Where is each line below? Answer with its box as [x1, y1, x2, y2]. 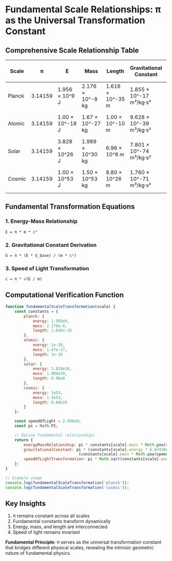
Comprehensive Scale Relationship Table [5, 46, 139, 55]
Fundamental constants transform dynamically [12, 518, 111, 524]
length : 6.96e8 [32, 376, 66, 381]
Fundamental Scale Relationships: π [5, 4, 161, 15]
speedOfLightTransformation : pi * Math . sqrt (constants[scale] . [24, 457, 161, 462]
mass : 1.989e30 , [32, 371, 68, 376]
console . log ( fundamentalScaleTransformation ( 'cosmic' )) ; [5, 485, 130, 490]
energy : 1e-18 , [32, 342, 66, 348]
